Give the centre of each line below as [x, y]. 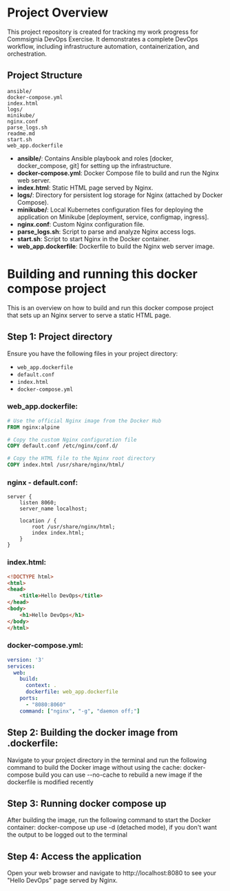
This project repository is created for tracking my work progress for [103, 32]
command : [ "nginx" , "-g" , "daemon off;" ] [80, 711]
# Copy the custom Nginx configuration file [72, 440]
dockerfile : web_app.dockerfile [72, 692]
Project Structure [45, 75]
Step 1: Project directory [60, 337]
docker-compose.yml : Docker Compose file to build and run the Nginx [118, 173]
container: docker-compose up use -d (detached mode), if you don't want [112, 828]
